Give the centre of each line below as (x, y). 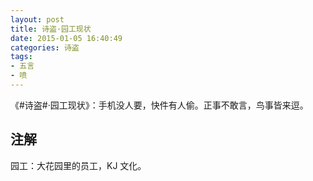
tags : (21, 57)
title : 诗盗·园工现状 (51, 29)
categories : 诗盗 (45, 47)
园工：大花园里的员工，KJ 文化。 (78, 165)
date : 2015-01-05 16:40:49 (66, 38)
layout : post (37, 19)
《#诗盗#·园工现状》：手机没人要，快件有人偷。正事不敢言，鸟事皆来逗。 (159, 105)
